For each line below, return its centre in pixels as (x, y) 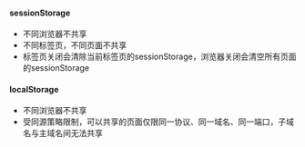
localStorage (34, 89)
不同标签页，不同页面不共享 (75, 45)
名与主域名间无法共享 (62, 133)
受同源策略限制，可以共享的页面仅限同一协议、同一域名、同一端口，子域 (158, 122)
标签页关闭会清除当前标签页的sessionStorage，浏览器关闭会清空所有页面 (159, 57)
